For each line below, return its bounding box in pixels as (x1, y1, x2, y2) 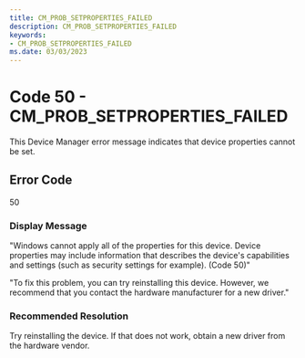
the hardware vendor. (9, 340, 90, 352)
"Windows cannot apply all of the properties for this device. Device (9, 240, 261, 251)
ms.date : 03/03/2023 (9, 47, 88, 57)
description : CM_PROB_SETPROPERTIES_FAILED (9, 22, 178, 31)
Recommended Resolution (9, 310, 129, 322)
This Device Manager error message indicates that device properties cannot (9, 136, 296, 147)
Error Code (9, 173, 73, 188)
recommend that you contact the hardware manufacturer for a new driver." (9, 287, 290, 298)
